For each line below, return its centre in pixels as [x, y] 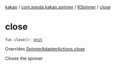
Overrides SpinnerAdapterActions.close [45, 49]
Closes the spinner [24, 58]
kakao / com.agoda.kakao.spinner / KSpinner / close [58, 7]
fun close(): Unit [24, 40]
